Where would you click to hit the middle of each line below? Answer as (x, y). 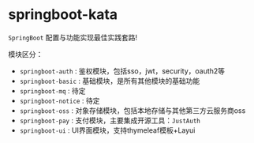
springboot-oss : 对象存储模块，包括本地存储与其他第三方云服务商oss (133, 110)
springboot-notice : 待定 (60, 100)
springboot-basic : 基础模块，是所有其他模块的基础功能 (110, 81)
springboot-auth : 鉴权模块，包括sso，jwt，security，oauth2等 (122, 71)
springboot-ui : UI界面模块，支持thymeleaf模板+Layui (107, 130)
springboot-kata (63, 15)
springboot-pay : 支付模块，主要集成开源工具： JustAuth (110, 120)
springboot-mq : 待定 (52, 90)
